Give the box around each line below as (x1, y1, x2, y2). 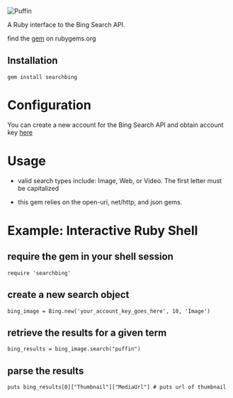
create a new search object (7, 289, 130, 301)
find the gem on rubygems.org (7, 34, 96, 43)
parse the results (7, 365, 84, 377)
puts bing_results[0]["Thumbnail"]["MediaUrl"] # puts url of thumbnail (7, 384, 227, 391)
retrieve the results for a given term (7, 326, 167, 338)
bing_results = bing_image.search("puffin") (7, 346, 141, 353)
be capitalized (17, 184, 59, 192)
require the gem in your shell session (7, 250, 174, 262)
